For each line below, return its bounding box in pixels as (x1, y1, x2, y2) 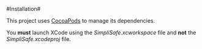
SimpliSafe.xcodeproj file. (6, 36, 72, 42)
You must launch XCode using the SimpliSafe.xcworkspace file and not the (6, 29, 196, 36)
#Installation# (6, 6, 41, 12)
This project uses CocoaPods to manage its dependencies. (6, 17, 155, 24)
